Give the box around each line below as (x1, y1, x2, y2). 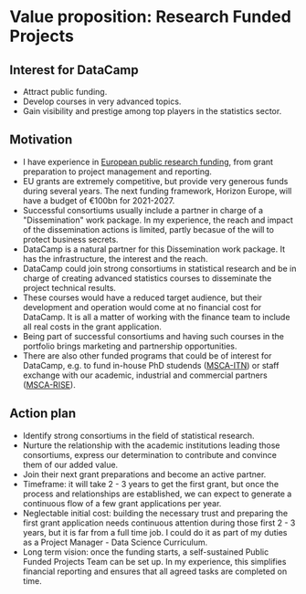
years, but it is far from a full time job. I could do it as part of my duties (22, 526, 288, 537)
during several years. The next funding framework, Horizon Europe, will (22, 185, 292, 196)
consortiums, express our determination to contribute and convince (22, 449, 277, 460)
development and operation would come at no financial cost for (22, 301, 262, 312)
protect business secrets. (22, 234, 119, 245)
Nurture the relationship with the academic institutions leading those (22, 440, 280, 451)
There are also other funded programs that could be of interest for (22, 349, 272, 361)
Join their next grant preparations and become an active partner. (22, 468, 267, 480)
